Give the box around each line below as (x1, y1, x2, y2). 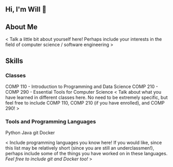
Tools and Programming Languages (5, 118, 96, 125)
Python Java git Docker (5, 130, 55, 136)
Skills (5, 56, 23, 65)
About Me (5, 23, 38, 31)
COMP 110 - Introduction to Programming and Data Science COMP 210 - (5, 83, 158, 90)
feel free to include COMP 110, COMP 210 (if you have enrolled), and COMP (5, 99, 165, 106)
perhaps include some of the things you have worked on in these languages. (5, 151, 168, 157)
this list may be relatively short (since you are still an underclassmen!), (5, 145, 154, 151)
